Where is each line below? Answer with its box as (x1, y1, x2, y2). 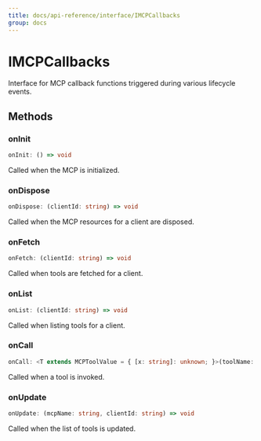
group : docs (8, 19, 47, 27)
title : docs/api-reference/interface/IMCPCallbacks (8, 11, 180, 20)
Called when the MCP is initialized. (8, 166, 120, 175)
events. (8, 87, 32, 97)
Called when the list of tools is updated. (8, 424, 136, 433)
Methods (8, 109, 53, 123)
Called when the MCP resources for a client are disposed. (8, 217, 194, 226)
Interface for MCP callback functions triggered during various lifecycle (8, 79, 236, 88)
